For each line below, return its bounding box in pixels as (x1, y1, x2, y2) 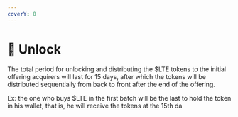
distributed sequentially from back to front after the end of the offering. (7, 80, 215, 88)
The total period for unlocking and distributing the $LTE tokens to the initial (7, 65, 226, 73)
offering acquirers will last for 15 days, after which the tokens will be (7, 72, 206, 81)
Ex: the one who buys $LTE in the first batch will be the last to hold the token (7, 93, 232, 102)
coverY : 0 (7, 10, 37, 18)
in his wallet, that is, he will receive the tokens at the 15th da (7, 101, 183, 110)
